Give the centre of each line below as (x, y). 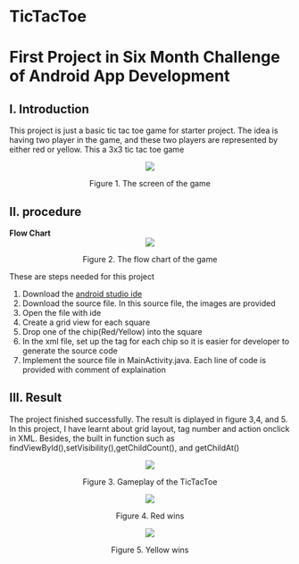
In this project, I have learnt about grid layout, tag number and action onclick (149, 428)
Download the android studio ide (82, 294)
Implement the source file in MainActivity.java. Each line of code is (144, 360)
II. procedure (46, 211)
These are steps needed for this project (82, 277)
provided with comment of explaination (94, 369)
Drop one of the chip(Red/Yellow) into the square (112, 332)
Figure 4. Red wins (150, 516)
